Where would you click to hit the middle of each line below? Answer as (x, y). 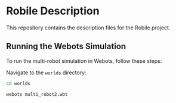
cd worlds (18, 83)
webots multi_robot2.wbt (37, 94)
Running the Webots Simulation (66, 46)
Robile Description (53, 11)
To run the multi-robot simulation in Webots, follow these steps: (84, 60)
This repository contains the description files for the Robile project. (88, 28)
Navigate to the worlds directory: (46, 72)
